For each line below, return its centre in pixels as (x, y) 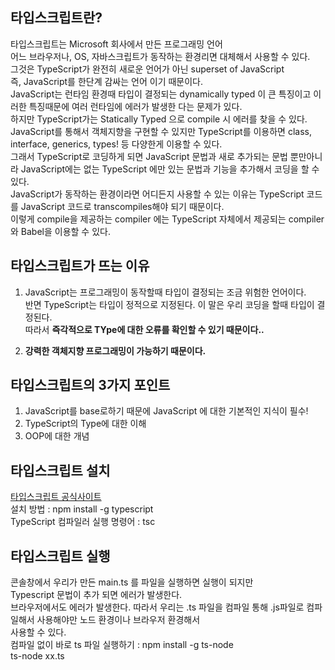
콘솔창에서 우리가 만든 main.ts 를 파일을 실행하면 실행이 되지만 (132, 582)
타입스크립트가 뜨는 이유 (80, 266)
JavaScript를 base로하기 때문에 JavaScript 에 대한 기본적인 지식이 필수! (166, 411)
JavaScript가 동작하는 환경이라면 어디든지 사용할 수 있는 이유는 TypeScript (157, 194)
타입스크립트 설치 (60, 470)
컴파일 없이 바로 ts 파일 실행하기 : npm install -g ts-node (122, 645)
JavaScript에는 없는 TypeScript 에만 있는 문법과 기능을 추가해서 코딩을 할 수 (170, 169)
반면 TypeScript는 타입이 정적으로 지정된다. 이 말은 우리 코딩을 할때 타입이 (169, 304)
